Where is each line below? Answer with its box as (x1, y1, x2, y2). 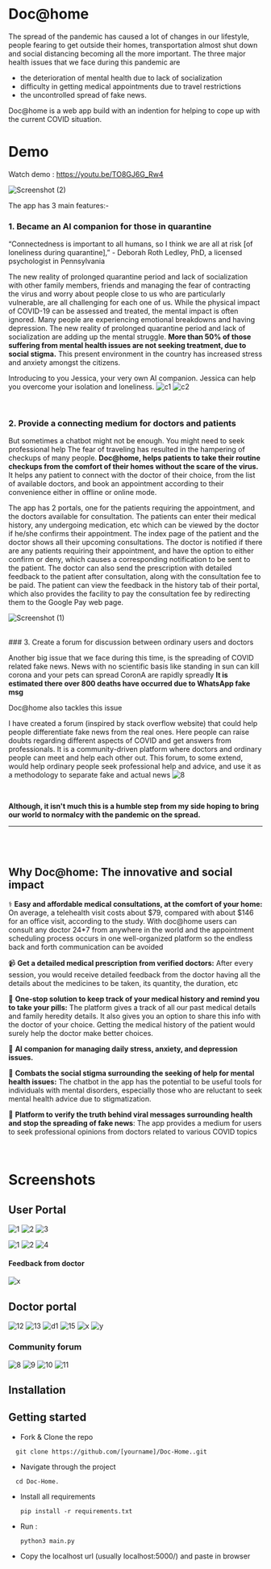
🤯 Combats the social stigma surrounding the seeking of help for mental (8, 1068, 255, 1078)
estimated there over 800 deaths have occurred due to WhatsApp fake (8, 679, 251, 689)
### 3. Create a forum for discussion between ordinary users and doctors (8, 637, 254, 647)
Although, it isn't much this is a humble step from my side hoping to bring (8, 801, 260, 812)
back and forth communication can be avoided (8, 942, 164, 952)
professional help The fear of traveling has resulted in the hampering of (8, 445, 246, 455)
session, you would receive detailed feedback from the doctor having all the (8, 970, 261, 980)
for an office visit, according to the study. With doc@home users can (8, 917, 237, 926)
